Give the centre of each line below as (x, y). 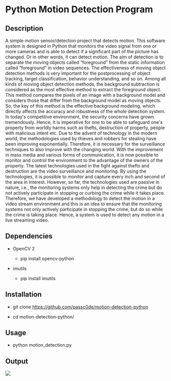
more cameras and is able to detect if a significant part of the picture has (82, 51)
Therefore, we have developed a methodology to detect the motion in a (80, 198)
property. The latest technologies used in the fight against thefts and (77, 166)
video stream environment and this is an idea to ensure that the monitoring (84, 204)
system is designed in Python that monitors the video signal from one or (81, 46)
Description (24, 28)
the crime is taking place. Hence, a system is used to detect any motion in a (85, 215)
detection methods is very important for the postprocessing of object (78, 73)
